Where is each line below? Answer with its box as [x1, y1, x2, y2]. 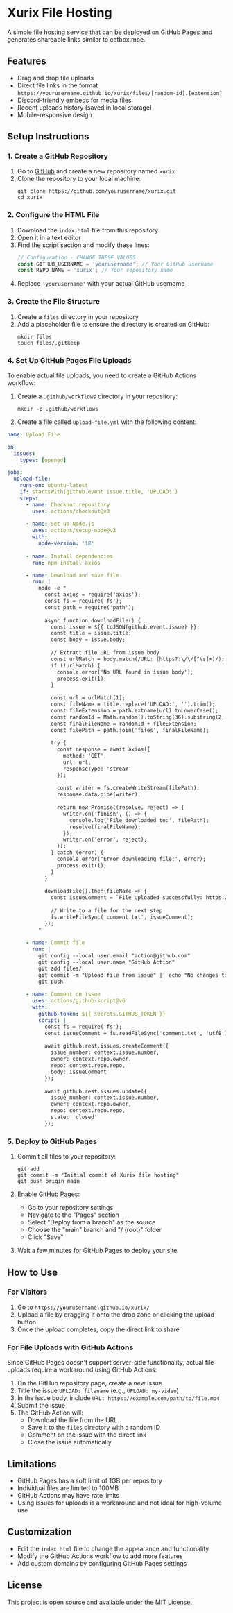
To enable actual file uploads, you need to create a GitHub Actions [7, 371, 197, 379]
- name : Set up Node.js [25, 520, 95, 528]
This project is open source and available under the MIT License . [7, 1598, 193, 1606]
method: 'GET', [62, 753, 107, 760]
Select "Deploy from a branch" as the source [27, 1218, 156, 1227]
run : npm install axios [32, 559, 101, 566]
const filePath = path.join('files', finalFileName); [51, 726, 209, 733]
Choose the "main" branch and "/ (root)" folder [27, 1226, 162, 1234]
